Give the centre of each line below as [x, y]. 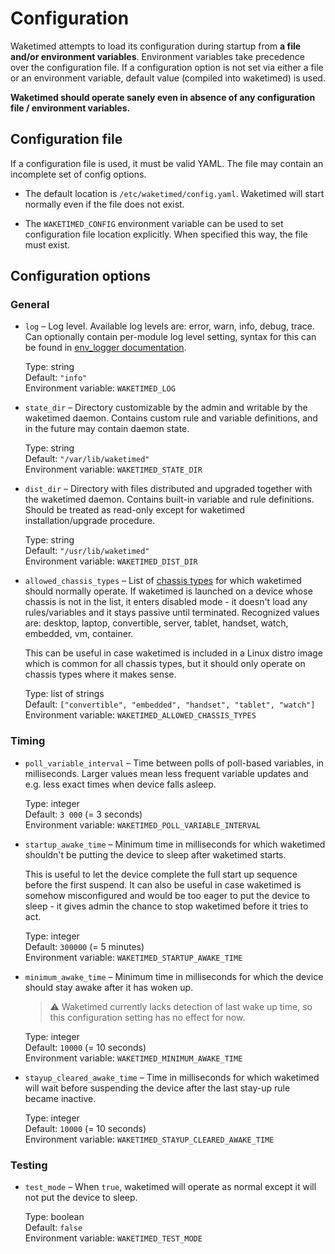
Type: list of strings [64, 694]
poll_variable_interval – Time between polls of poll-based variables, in [174, 763]
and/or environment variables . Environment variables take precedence [158, 56]
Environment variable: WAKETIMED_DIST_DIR [111, 561]
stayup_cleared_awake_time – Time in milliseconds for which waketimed [172, 1077]
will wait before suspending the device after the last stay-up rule [157, 1088]
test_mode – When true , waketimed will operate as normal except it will [170, 1187]
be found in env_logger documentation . [105, 348]
